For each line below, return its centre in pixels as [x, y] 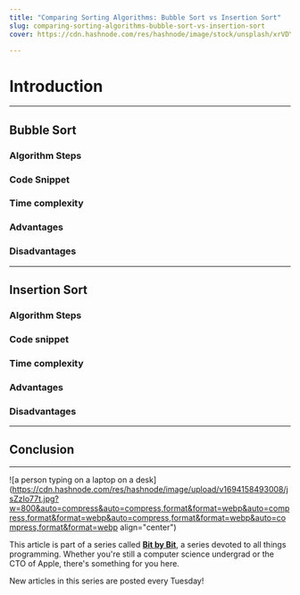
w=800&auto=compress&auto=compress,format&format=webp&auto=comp [150, 508]
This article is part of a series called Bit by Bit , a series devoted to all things [148, 544]
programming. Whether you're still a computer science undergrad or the [142, 554]
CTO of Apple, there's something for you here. [95, 563]
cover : [21, 34]
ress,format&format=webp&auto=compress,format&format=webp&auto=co [148, 517]
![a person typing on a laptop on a [71, 480]
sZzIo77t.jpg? [34, 499]
